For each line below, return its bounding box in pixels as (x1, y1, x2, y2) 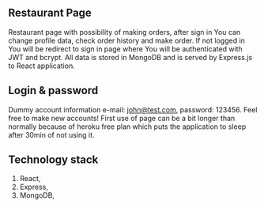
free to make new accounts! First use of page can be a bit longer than (8, 113, 236, 123)
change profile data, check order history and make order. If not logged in (8, 36, 245, 45)
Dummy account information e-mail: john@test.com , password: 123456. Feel (8, 104, 258, 114)
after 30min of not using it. (8, 130, 95, 139)
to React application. (8, 61, 75, 70)
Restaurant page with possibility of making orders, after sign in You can (8, 27, 241, 36)
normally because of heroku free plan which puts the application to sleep (8, 122, 247, 131)
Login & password (8, 84, 99, 97)
